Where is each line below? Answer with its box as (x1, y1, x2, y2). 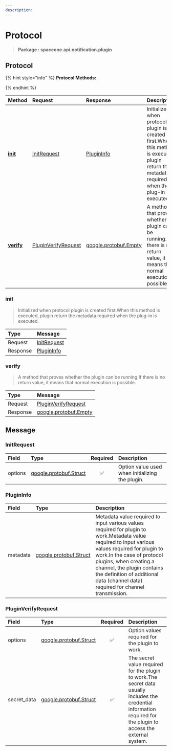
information (128, 705, 156, 713)
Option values (128, 627, 162, 634)
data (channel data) (95, 577, 143, 584)
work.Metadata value (95, 532, 146, 539)
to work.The (128, 674, 158, 681)
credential (128, 699, 153, 706)
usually (128, 687, 146, 694)
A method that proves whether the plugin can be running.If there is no (17, 374, 165, 380)
